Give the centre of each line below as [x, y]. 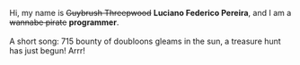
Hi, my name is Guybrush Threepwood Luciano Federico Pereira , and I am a [150, 13]
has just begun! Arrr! [47, 51]
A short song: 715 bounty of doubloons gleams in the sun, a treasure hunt [145, 41]
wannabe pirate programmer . [64, 22]
